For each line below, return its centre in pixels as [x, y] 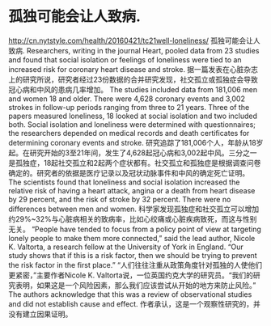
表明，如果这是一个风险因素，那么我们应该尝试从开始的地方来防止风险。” [135, 285]
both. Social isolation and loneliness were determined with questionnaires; [132, 124]
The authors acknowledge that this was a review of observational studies [130, 294]
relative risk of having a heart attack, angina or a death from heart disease [132, 190]
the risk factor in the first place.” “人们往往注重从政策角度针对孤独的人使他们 [135, 265]
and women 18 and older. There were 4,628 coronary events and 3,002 [127, 99]
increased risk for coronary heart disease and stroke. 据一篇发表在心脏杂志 [133, 69]
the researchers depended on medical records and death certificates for [129, 133]
